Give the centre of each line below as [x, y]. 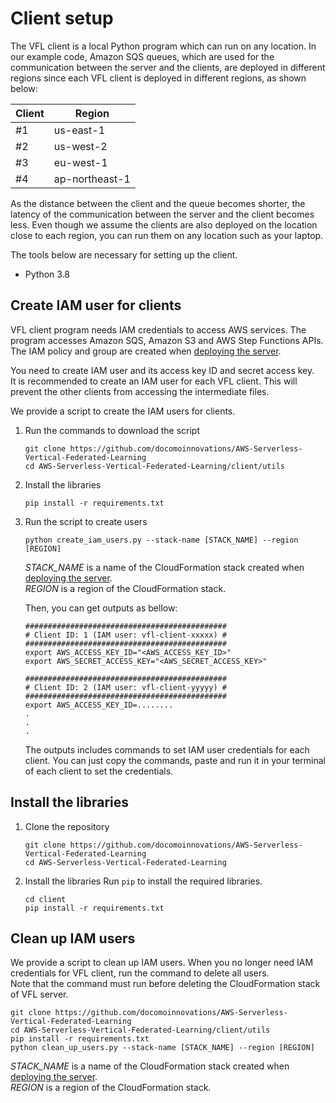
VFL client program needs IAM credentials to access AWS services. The [158, 329]
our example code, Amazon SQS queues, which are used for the [142, 56]
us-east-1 [79, 130]
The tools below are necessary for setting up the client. [124, 254]
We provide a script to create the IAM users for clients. [123, 411]
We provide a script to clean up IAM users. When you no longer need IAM [162, 963]
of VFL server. [39, 994]
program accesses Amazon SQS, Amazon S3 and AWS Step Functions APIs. [167, 340]
